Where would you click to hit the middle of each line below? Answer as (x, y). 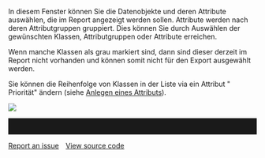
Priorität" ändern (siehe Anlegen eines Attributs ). (88, 92)
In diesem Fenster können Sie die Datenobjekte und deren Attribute (117, 11)
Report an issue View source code (66, 146)
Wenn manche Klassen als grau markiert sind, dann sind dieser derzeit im (127, 52)
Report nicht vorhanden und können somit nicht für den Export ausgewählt (129, 60)
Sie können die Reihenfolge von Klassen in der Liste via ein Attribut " (119, 84)
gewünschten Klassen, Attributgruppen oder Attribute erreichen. (113, 36)
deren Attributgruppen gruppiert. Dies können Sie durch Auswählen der (124, 28)
